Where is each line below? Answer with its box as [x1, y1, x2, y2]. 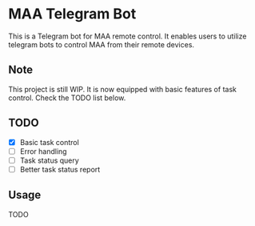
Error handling [19, 146, 67, 156]
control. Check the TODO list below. [8, 93, 126, 103]
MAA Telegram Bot [8, 5, 137, 23]
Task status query [19, 155, 80, 165]
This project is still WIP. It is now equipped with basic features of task [8, 84, 237, 94]
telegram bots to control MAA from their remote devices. [8, 39, 194, 49]
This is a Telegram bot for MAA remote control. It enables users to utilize [8, 31, 247, 41]
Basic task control [19, 137, 80, 147]
